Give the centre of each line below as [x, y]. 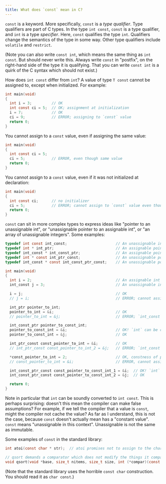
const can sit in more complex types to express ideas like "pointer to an [78, 224]
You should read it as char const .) [40, 477]
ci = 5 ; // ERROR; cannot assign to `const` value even [81, 205]
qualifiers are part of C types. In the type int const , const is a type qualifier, [82, 29]
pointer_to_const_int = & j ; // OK [68, 335]
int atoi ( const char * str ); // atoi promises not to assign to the [78, 448]
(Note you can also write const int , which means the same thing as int [78, 54]
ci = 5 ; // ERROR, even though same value [66, 159]
